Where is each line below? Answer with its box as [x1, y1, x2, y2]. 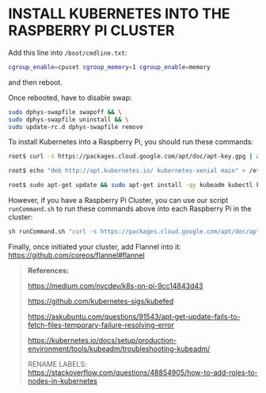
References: [27, 265, 70, 275]
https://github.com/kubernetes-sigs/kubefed [27, 296, 174, 306]
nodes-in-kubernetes [27, 376, 97, 385]
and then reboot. [8, 77, 63, 87]
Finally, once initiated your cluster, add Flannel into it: [8, 242, 182, 251]
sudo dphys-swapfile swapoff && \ [8, 108, 123, 116]
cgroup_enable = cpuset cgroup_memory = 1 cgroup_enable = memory [8, 63, 211, 71]
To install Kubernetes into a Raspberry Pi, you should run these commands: [8, 137, 253, 147]
